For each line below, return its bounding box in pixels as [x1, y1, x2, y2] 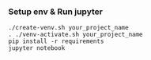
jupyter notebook [8, 44, 66, 52]
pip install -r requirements [8, 37, 104, 45]
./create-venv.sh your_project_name [8, 24, 129, 32]
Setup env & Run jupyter [8, 6, 104, 17]
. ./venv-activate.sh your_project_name [8, 30, 144, 39]
